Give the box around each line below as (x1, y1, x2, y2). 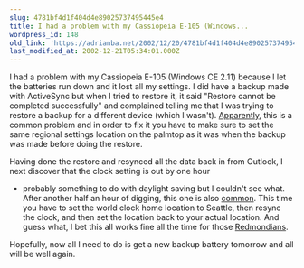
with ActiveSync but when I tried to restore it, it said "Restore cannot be (9, 91, 276, 102)
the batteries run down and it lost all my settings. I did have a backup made (9, 81, 290, 92)
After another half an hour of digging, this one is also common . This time (22, 193, 293, 204)
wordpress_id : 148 (9, 30, 79, 39)
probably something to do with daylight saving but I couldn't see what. (22, 183, 285, 194)
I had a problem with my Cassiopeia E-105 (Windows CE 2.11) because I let (9, 71, 287, 82)
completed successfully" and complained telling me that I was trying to (9, 100, 274, 111)
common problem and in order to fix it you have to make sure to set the (9, 119, 274, 131)
